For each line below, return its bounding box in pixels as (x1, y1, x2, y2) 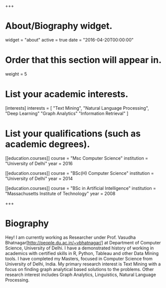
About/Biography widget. (5, 21, 113, 32)
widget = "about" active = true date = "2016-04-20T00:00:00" (5, 37, 134, 43)
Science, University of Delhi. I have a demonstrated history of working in (5, 245, 154, 251)
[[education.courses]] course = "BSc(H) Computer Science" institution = (5, 170, 155, 176)
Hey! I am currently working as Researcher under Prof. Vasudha (5, 234, 136, 240)
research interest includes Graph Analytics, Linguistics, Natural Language (5, 271, 156, 277)
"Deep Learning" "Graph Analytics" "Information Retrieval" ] (5, 110, 129, 116)
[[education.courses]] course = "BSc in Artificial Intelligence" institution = (5, 185, 156, 191)
